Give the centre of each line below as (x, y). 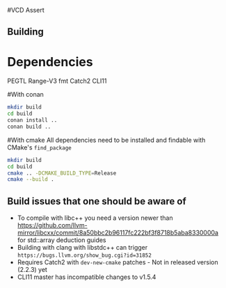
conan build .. (29, 127)
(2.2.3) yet (32, 270)
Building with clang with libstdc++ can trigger (82, 248)
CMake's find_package (39, 147)
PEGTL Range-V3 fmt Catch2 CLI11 (57, 81)
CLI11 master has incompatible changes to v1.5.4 (87, 277)
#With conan (25, 95)
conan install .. (32, 120)
